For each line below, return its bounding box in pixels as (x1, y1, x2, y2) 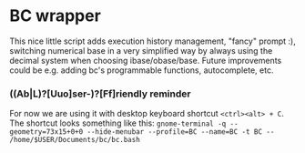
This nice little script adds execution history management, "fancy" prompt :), (9, 36, 296, 46)
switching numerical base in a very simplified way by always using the (9, 45, 273, 56)
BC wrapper (9, 5, 102, 26)
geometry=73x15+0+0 (9, 127, 84, 137)
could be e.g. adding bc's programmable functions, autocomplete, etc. (9, 65, 274, 76)
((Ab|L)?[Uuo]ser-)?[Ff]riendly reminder (9, 87, 191, 100)
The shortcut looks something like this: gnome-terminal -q (9, 117, 227, 128)
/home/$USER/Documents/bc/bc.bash (9, 136, 141, 145)
